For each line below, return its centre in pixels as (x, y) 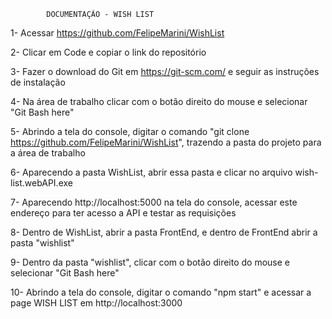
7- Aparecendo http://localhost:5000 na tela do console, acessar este (154, 202)
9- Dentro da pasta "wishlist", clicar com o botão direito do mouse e (150, 262)
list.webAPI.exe (41, 183)
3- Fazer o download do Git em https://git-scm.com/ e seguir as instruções (165, 71)
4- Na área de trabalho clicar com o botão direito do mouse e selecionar (159, 101)
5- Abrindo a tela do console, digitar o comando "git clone (130, 131)
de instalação (38, 82)
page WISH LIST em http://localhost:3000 (96, 303)
